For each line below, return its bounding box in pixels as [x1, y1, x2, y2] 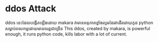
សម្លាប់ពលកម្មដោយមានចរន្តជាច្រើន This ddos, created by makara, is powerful [5, 25, 150, 31]
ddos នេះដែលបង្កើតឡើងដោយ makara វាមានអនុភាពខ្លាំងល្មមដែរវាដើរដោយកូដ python [5, 19, 154, 25]
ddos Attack [5, 3, 56, 14]
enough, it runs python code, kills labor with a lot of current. [5, 31, 127, 37]
